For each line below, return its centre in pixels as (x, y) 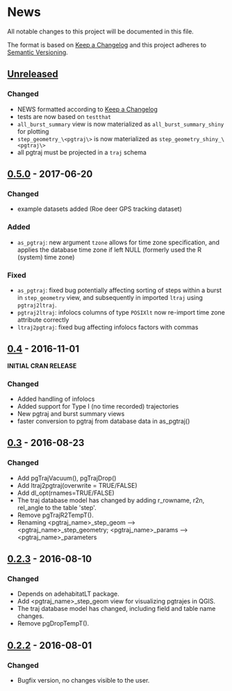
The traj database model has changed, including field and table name (116, 609)
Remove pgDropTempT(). (53, 624)
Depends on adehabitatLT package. (68, 594)
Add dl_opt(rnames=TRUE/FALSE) (66, 493)
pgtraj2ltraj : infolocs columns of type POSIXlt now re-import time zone (121, 312)
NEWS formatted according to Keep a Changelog (88, 109)
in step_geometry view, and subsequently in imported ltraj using (110, 297)
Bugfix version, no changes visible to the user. (83, 681)
